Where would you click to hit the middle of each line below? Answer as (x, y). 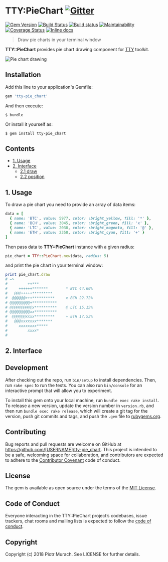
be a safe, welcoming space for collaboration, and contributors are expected (84, 455)
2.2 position (32, 177)
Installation (23, 75)
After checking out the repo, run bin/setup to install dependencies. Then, (81, 380)
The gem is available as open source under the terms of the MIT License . (81, 488)
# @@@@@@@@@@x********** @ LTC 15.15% (49, 307)
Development (27, 368)
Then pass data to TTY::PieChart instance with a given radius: (70, 247)
